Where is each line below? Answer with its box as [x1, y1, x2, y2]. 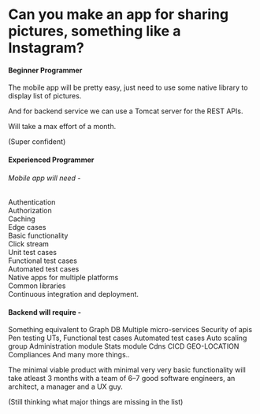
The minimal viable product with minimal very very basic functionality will [8, 365, 246, 375]
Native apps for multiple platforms [8, 273, 119, 283]
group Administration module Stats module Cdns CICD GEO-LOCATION [8, 342, 240, 351]
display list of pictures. [8, 91, 82, 101]
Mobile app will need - [8, 173, 81, 183]
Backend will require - [8, 307, 81, 316]
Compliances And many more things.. [8, 350, 130, 360]
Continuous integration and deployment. [8, 290, 139, 299]
